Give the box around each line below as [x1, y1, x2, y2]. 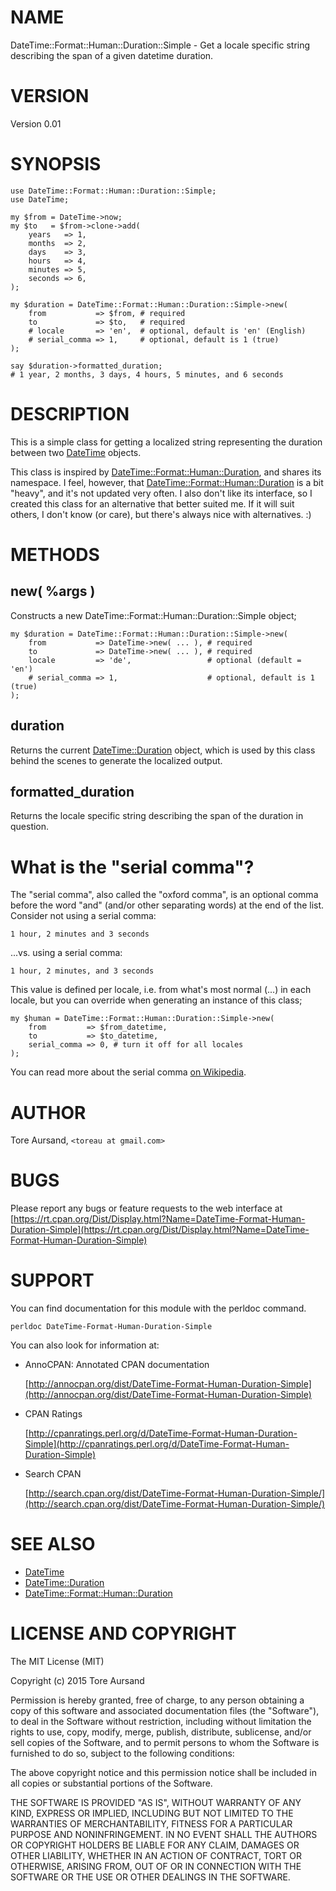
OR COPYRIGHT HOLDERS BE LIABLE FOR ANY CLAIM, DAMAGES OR [10, 1839, 300, 1851]
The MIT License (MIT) [10, 1656, 105, 1667]
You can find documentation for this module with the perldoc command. [10, 1302, 307, 1315]
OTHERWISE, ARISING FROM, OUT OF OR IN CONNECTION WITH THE [10, 1861, 302, 1872]
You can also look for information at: [10, 1339, 160, 1351]
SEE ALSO [10, 1533, 96, 1556]
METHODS [10, 543, 100, 566]
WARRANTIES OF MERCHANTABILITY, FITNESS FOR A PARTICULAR [10, 1818, 293, 1830]
